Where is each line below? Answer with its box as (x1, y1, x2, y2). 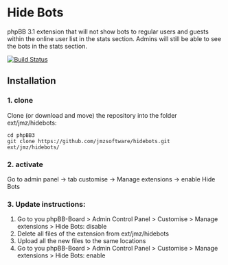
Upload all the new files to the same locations (16, 237, 146, 245)
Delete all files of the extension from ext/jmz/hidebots (16, 229, 170, 238)
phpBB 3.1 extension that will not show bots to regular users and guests (7, 27, 209, 36)
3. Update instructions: (7, 199, 86, 209)
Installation (7, 75, 56, 87)
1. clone (7, 96, 33, 105)
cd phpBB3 (7, 131, 36, 138)
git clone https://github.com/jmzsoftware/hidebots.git (7, 138, 170, 144)
